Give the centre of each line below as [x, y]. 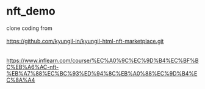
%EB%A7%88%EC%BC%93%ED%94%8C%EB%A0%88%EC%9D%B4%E [102, 73]
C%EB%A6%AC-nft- [33, 67]
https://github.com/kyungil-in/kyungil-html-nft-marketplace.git [85, 41]
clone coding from [30, 28]
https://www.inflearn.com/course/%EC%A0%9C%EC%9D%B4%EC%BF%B [103, 60]
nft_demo [31, 11]
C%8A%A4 [21, 80]
